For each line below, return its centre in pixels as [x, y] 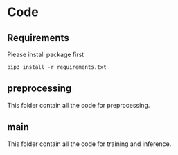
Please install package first [46, 54]
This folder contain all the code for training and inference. [89, 144]
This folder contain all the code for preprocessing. [79, 105]
